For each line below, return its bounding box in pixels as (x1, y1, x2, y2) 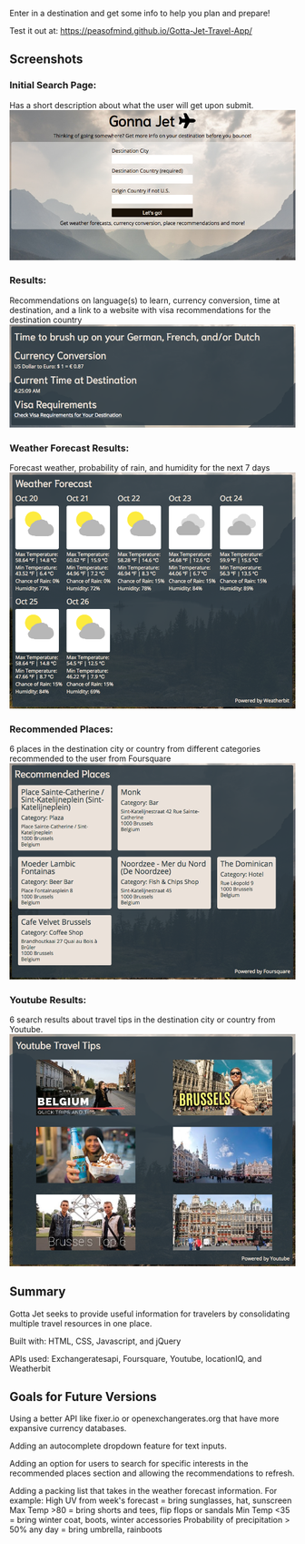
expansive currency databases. (9, 1423, 127, 1434)
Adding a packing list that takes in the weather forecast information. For (9, 1486, 278, 1497)
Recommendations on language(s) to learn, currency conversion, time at (9, 295, 280, 306)
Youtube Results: (9, 993, 87, 1006)
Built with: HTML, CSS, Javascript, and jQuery (9, 1336, 182, 1346)
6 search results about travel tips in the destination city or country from (9, 1014, 276, 1025)
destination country (9, 314, 83, 325)
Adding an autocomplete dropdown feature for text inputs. (9, 1440, 227, 1451)
